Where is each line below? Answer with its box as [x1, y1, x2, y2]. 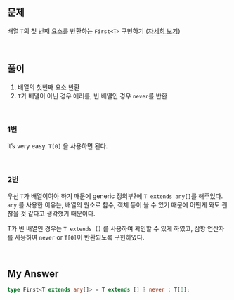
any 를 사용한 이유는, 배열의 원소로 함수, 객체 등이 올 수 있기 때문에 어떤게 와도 [7, 201, 220, 209]
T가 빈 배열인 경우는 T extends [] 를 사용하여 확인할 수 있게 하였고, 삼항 [7, 224, 206, 233]
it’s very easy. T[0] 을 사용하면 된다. [7, 141, 108, 150]
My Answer [7, 268, 59, 280]
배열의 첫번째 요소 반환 [17, 83, 80, 91]
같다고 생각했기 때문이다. [27, 209, 96, 218]
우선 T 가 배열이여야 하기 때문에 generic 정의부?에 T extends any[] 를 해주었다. [7, 192, 223, 200]
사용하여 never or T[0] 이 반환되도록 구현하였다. [14, 233, 145, 242]
